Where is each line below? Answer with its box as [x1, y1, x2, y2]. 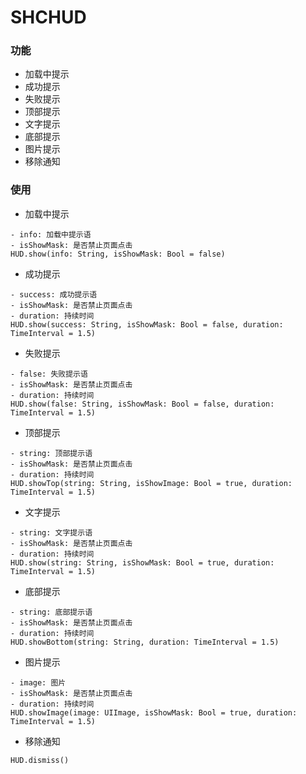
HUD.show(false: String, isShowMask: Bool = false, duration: [10, 399, 275, 409]
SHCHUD [10, 6, 87, 29]
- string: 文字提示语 [10, 527, 93, 538]
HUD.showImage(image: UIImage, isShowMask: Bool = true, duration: [10, 707, 298, 718]
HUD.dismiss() [10, 755, 70, 765]
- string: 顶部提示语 [10, 448, 93, 458]
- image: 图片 [10, 677, 67, 688]
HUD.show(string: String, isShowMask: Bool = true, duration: [10, 557, 275, 568]
